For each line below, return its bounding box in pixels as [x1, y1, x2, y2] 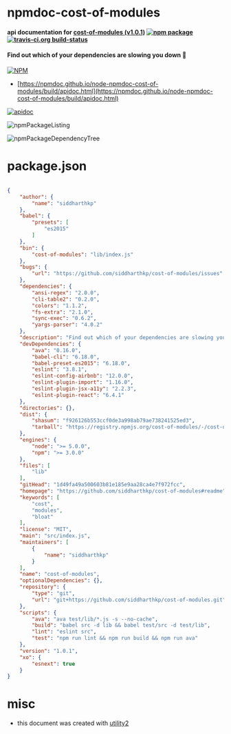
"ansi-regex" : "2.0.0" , [32, 289, 100, 296]
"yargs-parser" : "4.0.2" [32, 321, 103, 328]
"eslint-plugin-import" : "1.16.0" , [32, 379, 134, 386]
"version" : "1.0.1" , [19, 647, 78, 654]
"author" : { [19, 193, 54, 200]
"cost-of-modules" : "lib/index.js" [32, 251, 134, 258]
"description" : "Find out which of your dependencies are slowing [19, 334, 214, 341]
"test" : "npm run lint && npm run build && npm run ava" [32, 635, 198, 642]
